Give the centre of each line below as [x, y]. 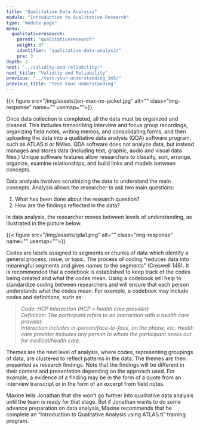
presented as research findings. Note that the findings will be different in [96, 365]
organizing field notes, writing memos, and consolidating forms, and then [96, 131]
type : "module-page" [32, 23]
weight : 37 [30, 45]
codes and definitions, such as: [45, 297]
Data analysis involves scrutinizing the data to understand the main [89, 181]
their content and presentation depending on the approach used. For [90, 371]
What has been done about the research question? [77, 199]
